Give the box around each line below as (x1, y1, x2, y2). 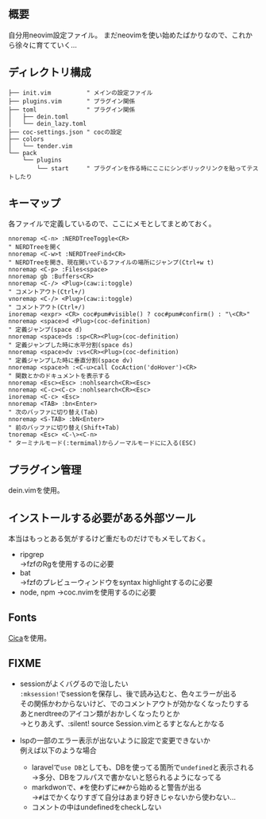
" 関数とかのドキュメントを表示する (8, 372, 110, 380)
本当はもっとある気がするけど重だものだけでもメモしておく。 (8, 534, 210, 544)
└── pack (8, 149, 37, 157)
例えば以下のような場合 (19, 745, 97, 755)
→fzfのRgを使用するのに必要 (19, 560, 114, 569)
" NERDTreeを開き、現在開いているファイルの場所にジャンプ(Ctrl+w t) (8, 259, 214, 267)
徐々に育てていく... (14, 40, 78, 49)
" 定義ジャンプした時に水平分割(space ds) (8, 341, 133, 349)
